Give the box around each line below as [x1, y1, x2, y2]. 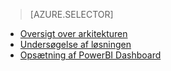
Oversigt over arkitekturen [19, 28, 128, 39]
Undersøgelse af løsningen [19, 39, 132, 50]
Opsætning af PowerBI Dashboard [19, 49, 162, 61]
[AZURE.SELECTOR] [29, 9, 114, 20]
